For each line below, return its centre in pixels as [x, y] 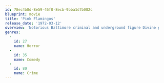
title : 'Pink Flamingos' [30, 19]
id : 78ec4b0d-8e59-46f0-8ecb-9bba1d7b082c [49, 10]
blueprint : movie [23, 14]
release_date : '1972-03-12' [34, 23]
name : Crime [26, 73]
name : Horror [27, 46]
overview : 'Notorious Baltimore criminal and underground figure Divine [81, 28]
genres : [13, 32]
